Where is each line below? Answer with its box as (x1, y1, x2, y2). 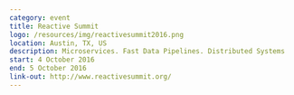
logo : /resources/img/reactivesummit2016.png (9, 30, 184, 39)
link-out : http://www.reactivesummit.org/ (9, 72, 172, 81)
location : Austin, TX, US (9, 38, 107, 48)
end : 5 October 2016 (9, 64, 88, 73)
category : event (9, 13, 71, 23)
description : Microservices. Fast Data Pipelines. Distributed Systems (9, 47, 285, 56)
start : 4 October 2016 (9, 55, 95, 64)
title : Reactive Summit (9, 22, 100, 31)
